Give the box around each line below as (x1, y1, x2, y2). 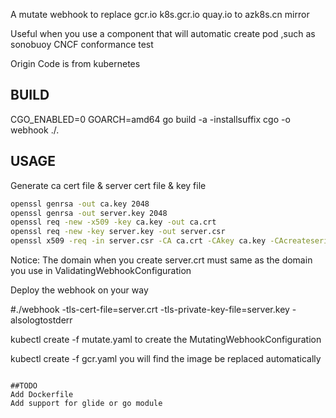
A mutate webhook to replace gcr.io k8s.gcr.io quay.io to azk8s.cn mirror (10, 9, 310, 20)
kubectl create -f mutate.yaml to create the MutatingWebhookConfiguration (10, 334, 322, 345)
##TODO (10, 381, 38, 391)
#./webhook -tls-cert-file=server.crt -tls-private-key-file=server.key (10, 304, 290, 315)
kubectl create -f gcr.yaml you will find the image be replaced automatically (10, 353, 322, 364)
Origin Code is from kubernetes (10, 58, 141, 69)
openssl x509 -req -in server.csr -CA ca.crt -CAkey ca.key (10, 236, 267, 246)
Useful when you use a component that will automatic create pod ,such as (10, 28, 316, 39)
